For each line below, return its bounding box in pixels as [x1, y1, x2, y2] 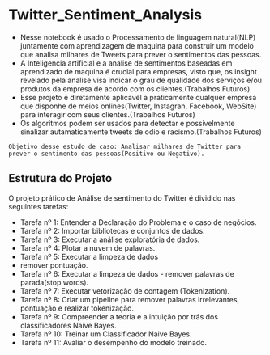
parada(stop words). [19, 277, 89, 287]
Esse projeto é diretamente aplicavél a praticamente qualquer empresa [19, 92, 257, 102]
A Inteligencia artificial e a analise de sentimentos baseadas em [19, 58, 233, 68]
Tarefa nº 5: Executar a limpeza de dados [19, 251, 159, 261]
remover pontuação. [19, 260, 88, 270]
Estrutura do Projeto [8, 171, 113, 185]
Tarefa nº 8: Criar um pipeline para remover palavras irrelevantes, [19, 294, 240, 304]
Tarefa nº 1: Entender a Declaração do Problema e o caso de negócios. [19, 217, 257, 227]
